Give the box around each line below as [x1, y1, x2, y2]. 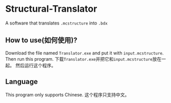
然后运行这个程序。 [15, 62, 56, 68]
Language [5, 78, 38, 86]
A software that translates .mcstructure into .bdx [5, 20, 108, 26]
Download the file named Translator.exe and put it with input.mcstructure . [5, 49, 164, 56]
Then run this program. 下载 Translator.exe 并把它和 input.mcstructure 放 [5, 56, 157, 62]
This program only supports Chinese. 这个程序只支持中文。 [5, 91, 130, 97]
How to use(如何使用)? [5, 36, 78, 45]
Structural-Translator [5, 3, 97, 15]
